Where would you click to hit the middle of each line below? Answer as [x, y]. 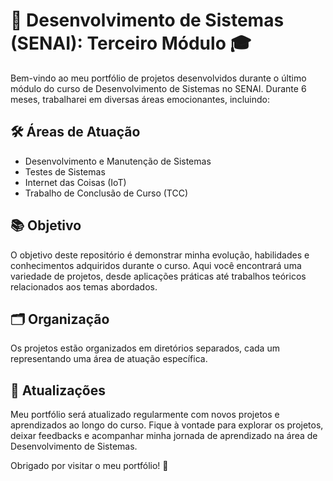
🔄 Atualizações [58, 390]
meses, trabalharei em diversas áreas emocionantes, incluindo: [140, 99]
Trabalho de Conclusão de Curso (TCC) [106, 193]
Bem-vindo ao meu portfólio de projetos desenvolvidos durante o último [158, 78]
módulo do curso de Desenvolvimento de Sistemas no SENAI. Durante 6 [158, 88]
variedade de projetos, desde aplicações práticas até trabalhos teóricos [158, 276]
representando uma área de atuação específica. [109, 359]
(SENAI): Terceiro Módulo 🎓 [131, 43]
